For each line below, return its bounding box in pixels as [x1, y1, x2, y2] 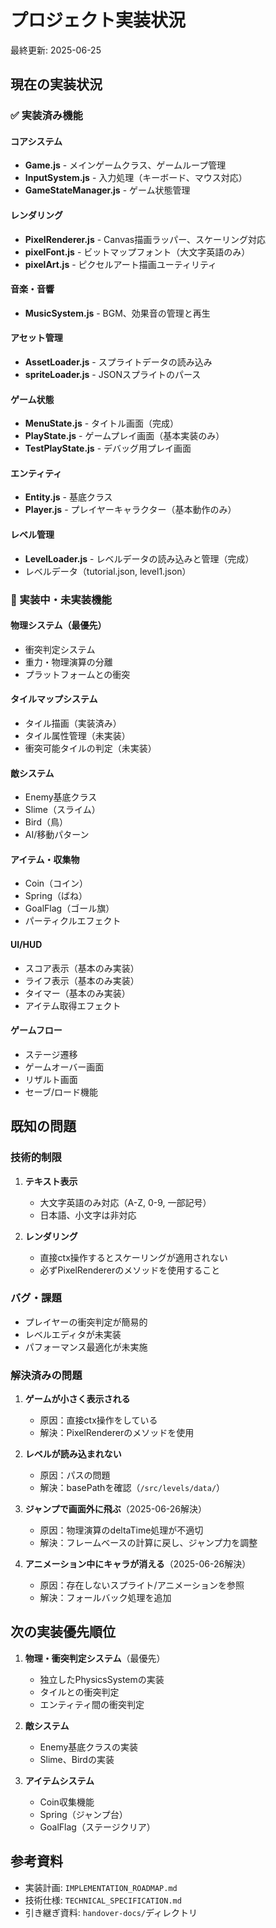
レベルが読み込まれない [24, 1448, 122, 1460]
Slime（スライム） [24, 804, 101, 816]
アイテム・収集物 [10, 853, 80, 865]
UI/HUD [10, 939, 43, 950]
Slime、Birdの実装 [39, 1753, 115, 1765]
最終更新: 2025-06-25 [10, 44, 102, 56]
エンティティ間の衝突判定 [39, 1698, 145, 1710]
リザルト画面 [24, 1073, 78, 1085]
